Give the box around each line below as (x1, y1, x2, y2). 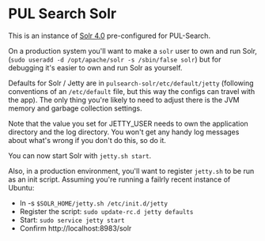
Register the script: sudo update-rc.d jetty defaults (19, 206, 194, 216)
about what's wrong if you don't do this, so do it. (8, 135, 166, 145)
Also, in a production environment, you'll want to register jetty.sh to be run (8, 166, 255, 175)
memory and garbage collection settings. (8, 104, 142, 113)
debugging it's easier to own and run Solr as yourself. (8, 62, 183, 72)
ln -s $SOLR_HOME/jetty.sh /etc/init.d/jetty (19, 198, 168, 208)
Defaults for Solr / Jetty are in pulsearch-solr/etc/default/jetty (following (8, 78, 254, 88)
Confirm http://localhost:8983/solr (19, 223, 132, 233)
